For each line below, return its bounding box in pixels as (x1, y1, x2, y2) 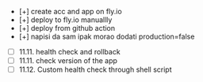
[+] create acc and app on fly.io (18, 7, 122, 16)
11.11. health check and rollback (18, 47, 121, 56)
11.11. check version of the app (18, 56, 118, 65)
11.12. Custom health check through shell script (18, 65, 172, 74)
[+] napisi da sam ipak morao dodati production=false (18, 32, 195, 41)
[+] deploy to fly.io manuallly (18, 15, 113, 24)
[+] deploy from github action (18, 24, 116, 32)
